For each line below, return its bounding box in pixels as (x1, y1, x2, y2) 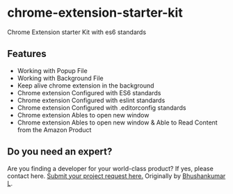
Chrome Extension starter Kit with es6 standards (7, 28, 147, 36)
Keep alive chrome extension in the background (17, 81, 154, 90)
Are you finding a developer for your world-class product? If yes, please (7, 164, 214, 172)
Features (7, 48, 47, 60)
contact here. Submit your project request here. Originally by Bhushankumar (7, 172, 226, 180)
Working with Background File (17, 74, 104, 82)
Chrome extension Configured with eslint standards (17, 96, 166, 104)
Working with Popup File (17, 66, 88, 74)
